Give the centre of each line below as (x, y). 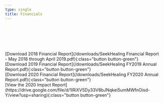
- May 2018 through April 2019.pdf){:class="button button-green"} (72, 59)
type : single (18, 9)
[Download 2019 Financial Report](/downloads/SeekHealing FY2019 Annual (81, 64)
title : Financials (24, 14)
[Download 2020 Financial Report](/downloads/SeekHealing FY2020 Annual (82, 74)
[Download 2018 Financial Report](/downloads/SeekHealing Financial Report (82, 53)
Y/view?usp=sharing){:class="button (42, 95)
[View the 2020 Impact (28, 85)
